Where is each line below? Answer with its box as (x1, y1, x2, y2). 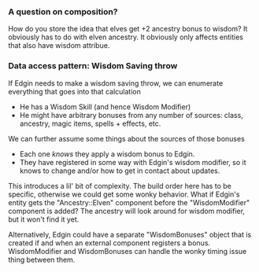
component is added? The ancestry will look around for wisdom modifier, (8, 206, 246, 215)
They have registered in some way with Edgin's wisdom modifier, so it (19, 157, 246, 167)
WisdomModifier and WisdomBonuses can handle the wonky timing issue (8, 246, 247, 255)
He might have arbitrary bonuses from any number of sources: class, (19, 110, 244, 119)
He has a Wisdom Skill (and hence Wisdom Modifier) (19, 101, 191, 112)
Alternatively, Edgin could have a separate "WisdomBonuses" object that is (8, 230, 252, 239)
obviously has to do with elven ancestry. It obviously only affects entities (8, 32, 244, 42)
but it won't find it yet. (8, 215, 80, 224)
